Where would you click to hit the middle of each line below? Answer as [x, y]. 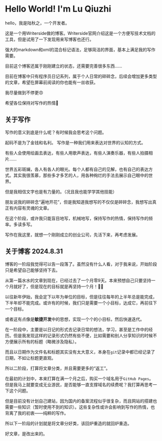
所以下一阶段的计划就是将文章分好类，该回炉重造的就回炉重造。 [68, 423]
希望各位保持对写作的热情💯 [32, 103]
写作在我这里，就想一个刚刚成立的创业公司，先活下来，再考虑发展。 [73, 235]
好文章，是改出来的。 [26, 433]
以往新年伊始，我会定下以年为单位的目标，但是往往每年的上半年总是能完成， [81, 297]
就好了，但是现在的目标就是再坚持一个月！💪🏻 [58, 286]
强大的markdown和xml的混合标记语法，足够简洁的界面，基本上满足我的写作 [80, 49]
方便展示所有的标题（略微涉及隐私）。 [42, 341]
